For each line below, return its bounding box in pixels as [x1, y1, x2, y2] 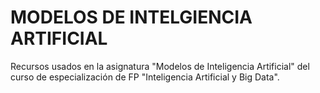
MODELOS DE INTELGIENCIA [10, 6, 253, 29]
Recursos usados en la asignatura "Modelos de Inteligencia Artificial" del [10, 60, 310, 72]
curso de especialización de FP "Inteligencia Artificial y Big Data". [10, 71, 280, 83]
